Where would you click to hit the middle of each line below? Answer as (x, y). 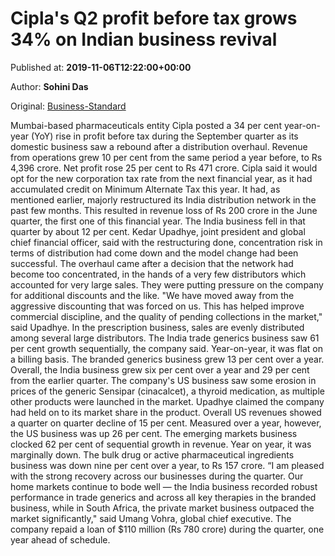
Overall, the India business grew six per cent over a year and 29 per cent (160, 369)
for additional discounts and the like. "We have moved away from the (152, 295)
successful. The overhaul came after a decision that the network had (152, 263)
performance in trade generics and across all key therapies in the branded (163, 497)
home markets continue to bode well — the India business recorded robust (164, 486)
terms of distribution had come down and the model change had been (154, 253)
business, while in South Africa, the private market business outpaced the (162, 508)
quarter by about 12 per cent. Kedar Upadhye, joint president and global (158, 231)
